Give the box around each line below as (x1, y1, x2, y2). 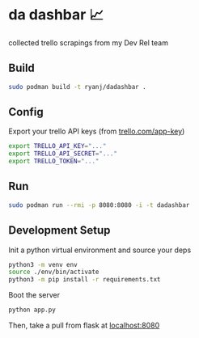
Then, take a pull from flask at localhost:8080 (8, 320, 160, 331)
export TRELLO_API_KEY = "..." (8, 142, 107, 150)
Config (8, 105, 44, 119)
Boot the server (8, 290, 61, 300)
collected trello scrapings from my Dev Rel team (8, 37, 168, 48)
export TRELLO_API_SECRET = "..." (8, 150, 117, 158)
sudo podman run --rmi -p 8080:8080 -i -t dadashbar (8, 201, 190, 209)
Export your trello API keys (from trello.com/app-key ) (8, 126, 185, 137)
